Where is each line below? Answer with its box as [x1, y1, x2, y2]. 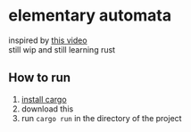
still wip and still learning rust [8, 44, 116, 54]
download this [21, 103, 74, 114]
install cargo [21, 94, 68, 104]
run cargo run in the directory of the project [21, 112, 182, 123]
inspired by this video [8, 35, 87, 45]
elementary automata [8, 5, 171, 26]
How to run [8, 70, 71, 86]
